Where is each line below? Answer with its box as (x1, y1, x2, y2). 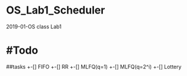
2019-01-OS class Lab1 (6, 23, 62, 30)
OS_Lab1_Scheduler (6, 4, 105, 17)
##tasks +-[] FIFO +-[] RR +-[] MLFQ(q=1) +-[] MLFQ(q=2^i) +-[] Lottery (6, 63, 182, 70)
